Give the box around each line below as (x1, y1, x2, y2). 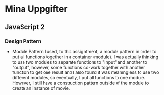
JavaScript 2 (5, 23, 45, 31)
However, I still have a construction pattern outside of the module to (12, 80, 149, 86)
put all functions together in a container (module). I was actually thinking (12, 54, 158, 60)
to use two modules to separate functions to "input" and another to (12, 59, 148, 65)
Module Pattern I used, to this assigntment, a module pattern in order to (12, 48, 157, 54)
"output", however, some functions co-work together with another (12, 64, 145, 70)
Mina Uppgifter (5, 3, 68, 15)
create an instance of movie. (12, 85, 70, 91)
